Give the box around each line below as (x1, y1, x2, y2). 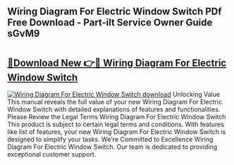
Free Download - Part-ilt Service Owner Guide (7, 17, 213, 29)
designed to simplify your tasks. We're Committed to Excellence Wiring (7, 135, 214, 143)
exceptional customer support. (7, 150, 97, 158)
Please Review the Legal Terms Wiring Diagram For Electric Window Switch (7, 113, 226, 121)
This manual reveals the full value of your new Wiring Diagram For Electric (7, 98, 223, 106)
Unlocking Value (172, 90, 221, 98)
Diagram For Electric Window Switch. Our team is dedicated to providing (7, 142, 218, 151)
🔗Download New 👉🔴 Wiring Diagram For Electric (7, 56, 227, 69)
